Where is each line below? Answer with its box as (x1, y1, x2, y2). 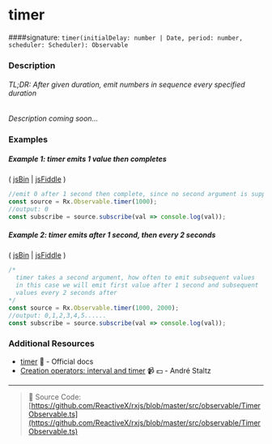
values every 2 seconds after (15, 289, 117, 297)
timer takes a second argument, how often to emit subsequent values (15, 274, 255, 282)
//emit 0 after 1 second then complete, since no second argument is (8, 190, 249, 198)
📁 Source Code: (28, 391, 82, 402)
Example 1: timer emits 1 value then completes (8, 154, 168, 164)
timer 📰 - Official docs (19, 356, 94, 366)
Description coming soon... (8, 113, 99, 123)
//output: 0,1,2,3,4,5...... (8, 311, 107, 319)
